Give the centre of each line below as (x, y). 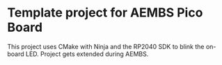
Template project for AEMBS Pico (105, 13)
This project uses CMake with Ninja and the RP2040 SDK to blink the (106, 46)
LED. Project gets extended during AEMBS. (87, 54)
